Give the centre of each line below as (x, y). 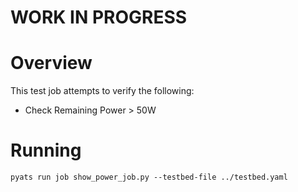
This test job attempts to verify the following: (102, 91)
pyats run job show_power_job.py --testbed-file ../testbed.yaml (149, 177)
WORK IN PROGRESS (99, 17)
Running (46, 150)
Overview (51, 63)
